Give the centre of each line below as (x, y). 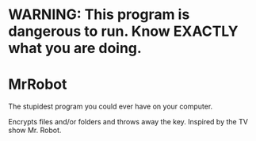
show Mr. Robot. (35, 130)
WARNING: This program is (99, 15)
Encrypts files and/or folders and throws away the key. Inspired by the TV (128, 122)
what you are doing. (75, 48)
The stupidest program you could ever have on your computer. (111, 107)
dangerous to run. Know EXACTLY (123, 31)
